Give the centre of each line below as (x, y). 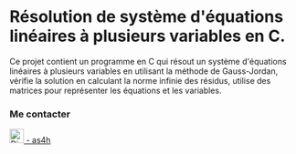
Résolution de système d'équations (147, 17)
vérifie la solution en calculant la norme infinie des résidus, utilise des (140, 80)
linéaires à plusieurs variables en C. (148, 36)
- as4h (38, 140)
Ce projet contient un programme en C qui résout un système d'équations (148, 61)
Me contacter (40, 114)
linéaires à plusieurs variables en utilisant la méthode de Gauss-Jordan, (144, 71)
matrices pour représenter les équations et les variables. (116, 90)
